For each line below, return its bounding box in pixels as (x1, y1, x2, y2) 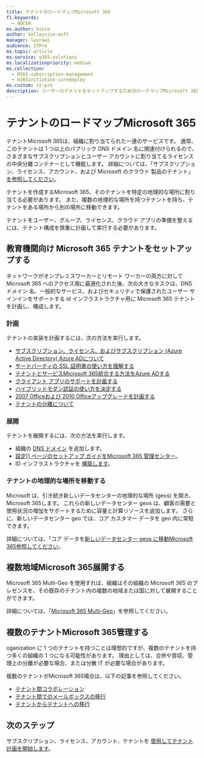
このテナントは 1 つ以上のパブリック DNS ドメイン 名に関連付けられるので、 (6, 145, 197, 152)
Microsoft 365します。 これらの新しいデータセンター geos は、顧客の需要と (6, 499, 196, 506)
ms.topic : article (6, 49, 53, 55)
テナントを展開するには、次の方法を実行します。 (6, 432, 129, 439)
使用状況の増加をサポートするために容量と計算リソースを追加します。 (6, 507, 181, 514)
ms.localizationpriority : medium (6, 60, 91, 66)
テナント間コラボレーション (15, 685, 85, 693)
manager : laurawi (6, 37, 50, 43)
